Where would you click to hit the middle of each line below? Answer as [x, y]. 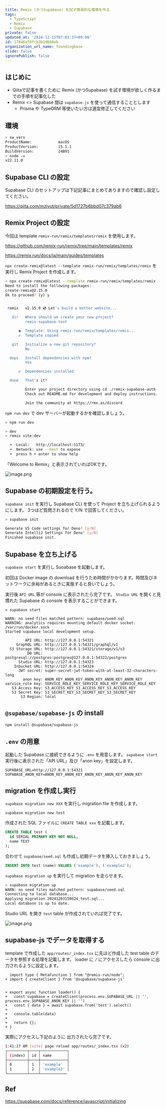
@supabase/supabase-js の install [54, 713]
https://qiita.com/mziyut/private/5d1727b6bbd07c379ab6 [63, 206]
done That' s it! [29, 380]
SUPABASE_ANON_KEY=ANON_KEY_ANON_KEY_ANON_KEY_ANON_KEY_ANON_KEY [74, 774]
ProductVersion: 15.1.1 [38, 147]
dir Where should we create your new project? [62, 317]
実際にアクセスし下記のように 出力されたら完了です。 [60, 1037]
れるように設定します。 [37, 965]
